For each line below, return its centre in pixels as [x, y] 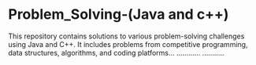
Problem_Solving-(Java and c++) [119, 14]
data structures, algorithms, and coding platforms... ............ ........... [116, 52]
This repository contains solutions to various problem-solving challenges [126, 36]
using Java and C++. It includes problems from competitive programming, [128, 44]
